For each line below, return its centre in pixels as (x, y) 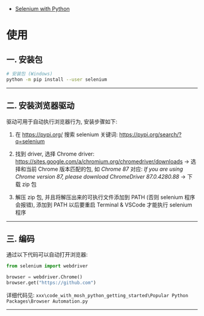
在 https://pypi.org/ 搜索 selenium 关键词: (66, 134)
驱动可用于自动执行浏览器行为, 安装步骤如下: (62, 122)
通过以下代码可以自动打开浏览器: (47, 255)
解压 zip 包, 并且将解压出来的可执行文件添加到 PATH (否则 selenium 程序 (105, 197)
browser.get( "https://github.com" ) (51, 283)
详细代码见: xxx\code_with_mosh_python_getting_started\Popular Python (97, 295)
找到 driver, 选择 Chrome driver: (55, 154)
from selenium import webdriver (47, 266)
